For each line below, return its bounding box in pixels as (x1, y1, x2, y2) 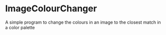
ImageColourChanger (5, 3, 97, 14)
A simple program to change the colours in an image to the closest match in (5, 19, 161, 25)
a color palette (5, 24, 35, 30)
